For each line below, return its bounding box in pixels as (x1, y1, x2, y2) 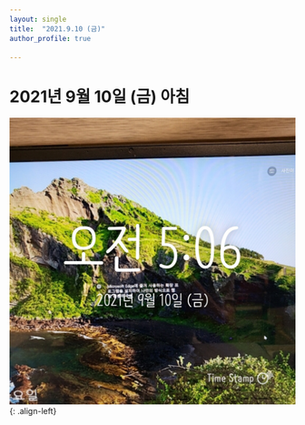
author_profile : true (9, 34, 92, 43)
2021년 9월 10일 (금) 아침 (9, 86, 191, 107)
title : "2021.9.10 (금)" (9, 24, 106, 34)
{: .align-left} (9, 406, 57, 417)
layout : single (9, 15, 67, 24)
